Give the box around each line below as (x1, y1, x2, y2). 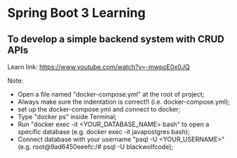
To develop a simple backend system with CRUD (7, 33, 225, 45)
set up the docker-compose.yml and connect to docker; (17, 105, 180, 114)
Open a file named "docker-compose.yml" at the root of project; (17, 90, 205, 98)
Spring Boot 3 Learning (7, 5, 146, 21)
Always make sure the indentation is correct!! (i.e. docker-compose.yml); (17, 97, 231, 106)
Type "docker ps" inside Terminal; (17, 113, 117, 121)
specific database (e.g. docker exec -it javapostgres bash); (17, 128, 190, 135)
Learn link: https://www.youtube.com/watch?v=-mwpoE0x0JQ (7, 63, 190, 71)
